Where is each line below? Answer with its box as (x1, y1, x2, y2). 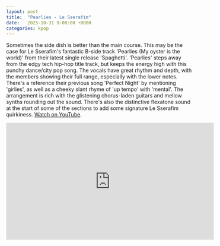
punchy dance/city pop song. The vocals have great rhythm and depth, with (6, 67, 192, 74)
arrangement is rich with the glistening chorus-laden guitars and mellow (6, 92, 182, 99)
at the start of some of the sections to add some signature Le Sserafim (6, 105, 179, 112)
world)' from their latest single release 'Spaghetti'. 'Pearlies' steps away (6, 54, 182, 61)
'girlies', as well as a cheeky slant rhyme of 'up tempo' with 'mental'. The (6, 86, 184, 93)
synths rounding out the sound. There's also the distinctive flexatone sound (6, 99, 191, 106)
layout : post (6, 8, 39, 15)
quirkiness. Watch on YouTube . (6, 111, 82, 118)
